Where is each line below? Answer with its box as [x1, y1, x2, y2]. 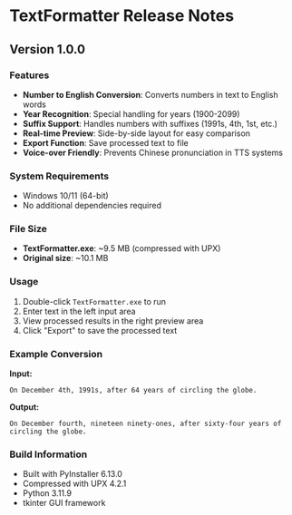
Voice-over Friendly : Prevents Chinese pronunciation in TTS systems [22, 147, 284, 158]
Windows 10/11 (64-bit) [22, 190, 109, 201]
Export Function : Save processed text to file [22, 137, 189, 148]
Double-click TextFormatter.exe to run [22, 296, 166, 306]
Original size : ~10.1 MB [22, 253, 109, 264]
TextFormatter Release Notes [9, 5, 234, 26]
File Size [9, 223, 48, 236]
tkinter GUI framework [22, 498, 106, 509]
